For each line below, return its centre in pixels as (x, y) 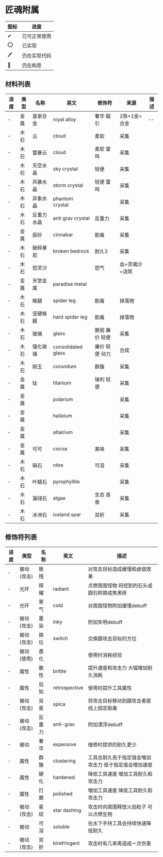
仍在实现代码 (37, 56)
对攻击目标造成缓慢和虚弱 (117, 569)
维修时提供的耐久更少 (112, 744)
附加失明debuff (105, 622)
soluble (61, 826)
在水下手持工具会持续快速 (117, 823)
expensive (65, 744)
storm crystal (68, 185)
